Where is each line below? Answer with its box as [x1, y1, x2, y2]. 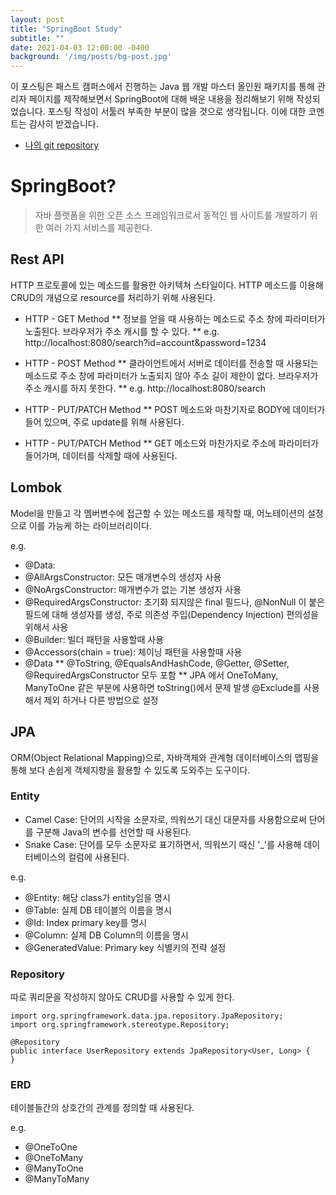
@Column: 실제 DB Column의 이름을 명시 [24, 929, 189, 941]
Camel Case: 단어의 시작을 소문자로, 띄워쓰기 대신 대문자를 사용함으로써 [24, 813, 307, 825]
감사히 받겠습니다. [28, 118, 99, 130]
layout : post [10, 14, 65, 25]
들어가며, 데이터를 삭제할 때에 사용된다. [24, 449, 178, 461]
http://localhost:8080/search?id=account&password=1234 [24, 336, 267, 348]
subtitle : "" [10, 33, 65, 43]
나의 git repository [24, 139, 100, 151]
